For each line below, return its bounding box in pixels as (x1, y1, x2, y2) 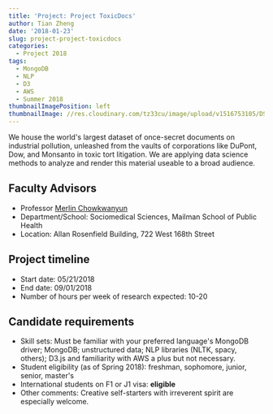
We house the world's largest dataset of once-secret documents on (8, 132, 236, 142)
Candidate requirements (8, 315, 135, 329)
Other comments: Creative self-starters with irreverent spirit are (19, 388, 234, 398)
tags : (8, 58, 27, 66)
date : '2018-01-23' (8, 27, 75, 35)
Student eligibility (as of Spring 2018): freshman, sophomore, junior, (19, 362, 247, 372)
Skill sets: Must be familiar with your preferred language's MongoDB (19, 336, 249, 346)
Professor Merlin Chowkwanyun (19, 203, 128, 213)
